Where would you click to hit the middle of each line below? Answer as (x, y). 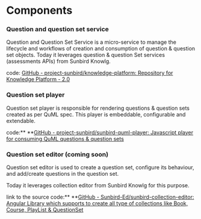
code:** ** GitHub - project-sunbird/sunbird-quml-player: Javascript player (100, 132)
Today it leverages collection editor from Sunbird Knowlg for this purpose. (98, 185)
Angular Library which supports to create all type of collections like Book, (97, 203)
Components (39, 10)
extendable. (21, 121)
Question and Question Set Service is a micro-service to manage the (91, 42)
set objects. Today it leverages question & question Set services (86, 55)
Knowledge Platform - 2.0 (38, 79)
